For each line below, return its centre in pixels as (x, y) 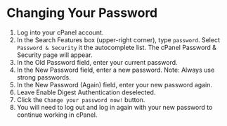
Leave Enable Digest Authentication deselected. (86, 92)
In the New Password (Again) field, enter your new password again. (114, 84)
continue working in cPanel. (57, 115)
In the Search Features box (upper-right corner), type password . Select (118, 39)
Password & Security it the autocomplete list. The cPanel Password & (117, 47)
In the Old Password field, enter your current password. (97, 62)
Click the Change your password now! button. (81, 99)
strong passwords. (44, 77)
